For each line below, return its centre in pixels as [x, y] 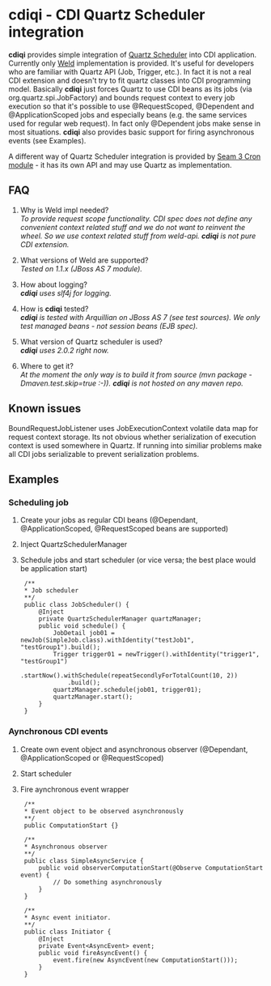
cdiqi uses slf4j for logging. [66, 292]
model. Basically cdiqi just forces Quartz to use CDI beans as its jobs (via [130, 89]
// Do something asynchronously [107, 882]
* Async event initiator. [68, 917]
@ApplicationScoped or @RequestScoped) [92, 758]
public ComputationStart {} [71, 825]
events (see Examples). [47, 140]
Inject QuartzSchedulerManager [74, 544]
